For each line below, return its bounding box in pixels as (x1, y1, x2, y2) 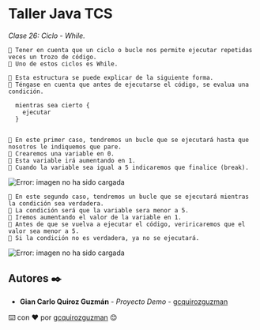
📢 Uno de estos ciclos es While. (8, 60, 119, 68)
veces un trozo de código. (8, 53, 97, 61)
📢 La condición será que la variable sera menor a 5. (8, 206, 190, 214)
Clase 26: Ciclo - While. (8, 31, 85, 40)
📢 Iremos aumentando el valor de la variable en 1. (8, 213, 182, 221)
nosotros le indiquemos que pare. (8, 143, 122, 151)
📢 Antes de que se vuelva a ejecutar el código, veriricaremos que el (8, 220, 246, 228)
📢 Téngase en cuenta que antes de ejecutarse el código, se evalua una (8, 81, 249, 88)
